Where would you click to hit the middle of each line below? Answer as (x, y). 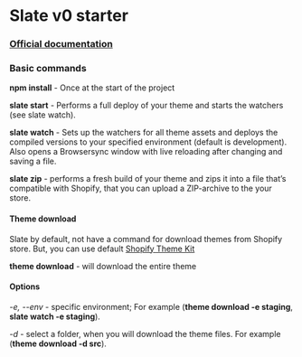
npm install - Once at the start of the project (92, 88)
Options (25, 287)
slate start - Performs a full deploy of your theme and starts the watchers (146, 106)
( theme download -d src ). (58, 343)
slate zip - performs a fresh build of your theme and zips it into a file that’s (148, 179)
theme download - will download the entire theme (103, 266)
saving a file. (33, 161)
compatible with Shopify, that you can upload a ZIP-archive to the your (141, 188)
